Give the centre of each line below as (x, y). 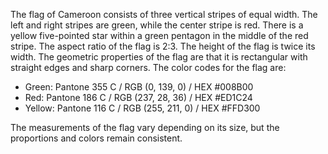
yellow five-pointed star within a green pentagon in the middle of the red (159, 35)
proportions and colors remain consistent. (96, 138)
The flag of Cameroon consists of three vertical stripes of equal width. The (164, 14)
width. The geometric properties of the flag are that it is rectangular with (159, 57)
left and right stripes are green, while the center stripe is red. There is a (157, 25)
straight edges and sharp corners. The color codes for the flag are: (148, 67)
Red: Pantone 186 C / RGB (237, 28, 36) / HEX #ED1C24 (138, 97)
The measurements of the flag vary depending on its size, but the (145, 127)
